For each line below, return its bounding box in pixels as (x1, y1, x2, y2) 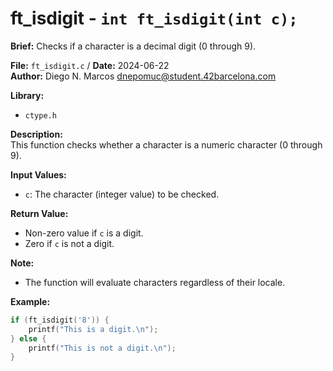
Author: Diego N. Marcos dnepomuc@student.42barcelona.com (10, 70, 277, 82)
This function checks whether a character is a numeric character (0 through (10, 138, 323, 151)
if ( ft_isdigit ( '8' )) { (10, 315, 110, 325)
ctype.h (24, 110, 57, 121)
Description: (10, 128, 63, 140)
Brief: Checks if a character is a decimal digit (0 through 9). (10, 40, 257, 52)
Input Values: (10, 168, 67, 181)
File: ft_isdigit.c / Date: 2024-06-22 (10, 59, 170, 71)
